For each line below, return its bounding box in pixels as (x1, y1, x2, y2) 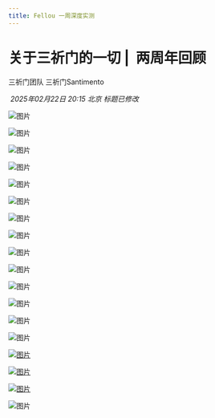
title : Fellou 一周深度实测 (8, 11, 95, 20)
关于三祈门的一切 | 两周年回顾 (8, 49, 207, 67)
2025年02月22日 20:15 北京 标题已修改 (10, 94, 139, 103)
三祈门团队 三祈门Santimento (8, 77, 104, 87)
